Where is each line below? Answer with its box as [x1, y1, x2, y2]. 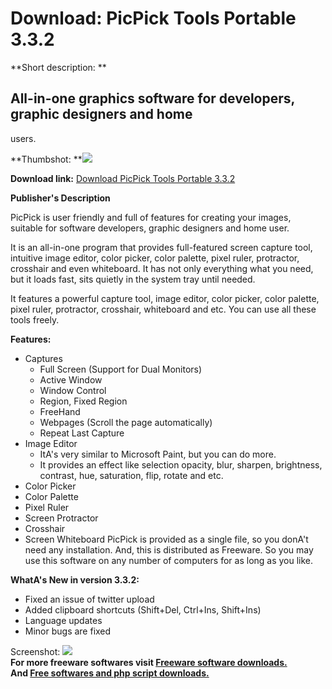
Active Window [39, 373, 103, 386]
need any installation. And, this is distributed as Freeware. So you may [24, 543, 314, 556]
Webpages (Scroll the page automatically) [39, 416, 213, 428]
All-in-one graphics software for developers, [10, 90, 295, 107]
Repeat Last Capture [39, 427, 125, 439]
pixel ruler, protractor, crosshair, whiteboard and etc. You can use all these [10, 303, 317, 315]
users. [10, 132, 37, 144]
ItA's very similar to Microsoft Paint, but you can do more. [39, 448, 277, 460]
